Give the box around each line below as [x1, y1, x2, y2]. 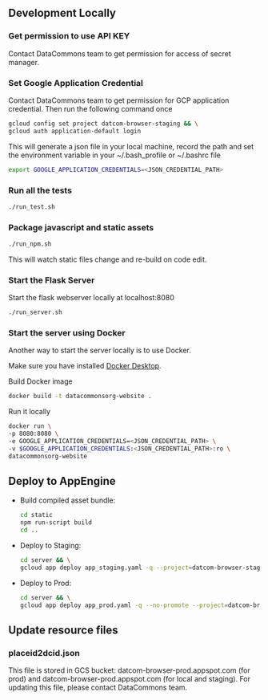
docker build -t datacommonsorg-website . [8, 393, 152, 401]
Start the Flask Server [8, 275, 95, 286]
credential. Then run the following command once [8, 104, 173, 113]
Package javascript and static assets [8, 222, 154, 233]
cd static [19, 511, 54, 519]
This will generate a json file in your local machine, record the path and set [8, 141, 254, 151]
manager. [8, 57, 40, 67]
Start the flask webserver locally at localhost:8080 [8, 293, 174, 303]
